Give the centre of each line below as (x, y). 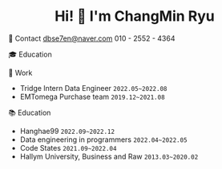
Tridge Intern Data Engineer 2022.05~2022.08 (93, 88)
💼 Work (20, 73)
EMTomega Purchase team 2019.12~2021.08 (93, 96)
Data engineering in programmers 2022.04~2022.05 (103, 140)
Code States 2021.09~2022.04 (68, 147)
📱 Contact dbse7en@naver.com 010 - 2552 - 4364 (92, 38)
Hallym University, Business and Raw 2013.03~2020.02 (109, 156)
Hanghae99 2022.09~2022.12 (67, 131)
